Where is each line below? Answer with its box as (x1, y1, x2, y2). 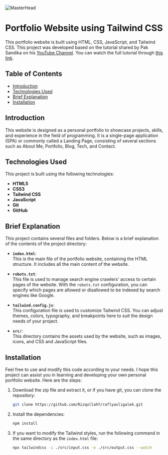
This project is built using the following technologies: (5, 171, 114, 177)
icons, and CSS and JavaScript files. (12, 339, 88, 345)
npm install (12, 421, 38, 426)
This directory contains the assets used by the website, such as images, (12, 333, 162, 339)
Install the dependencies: (12, 411, 65, 417)
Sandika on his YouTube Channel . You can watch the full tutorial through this (5, 49, 163, 55)
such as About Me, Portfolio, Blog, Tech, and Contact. (5, 143, 116, 149)
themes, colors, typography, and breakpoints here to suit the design (12, 313, 153, 319)
